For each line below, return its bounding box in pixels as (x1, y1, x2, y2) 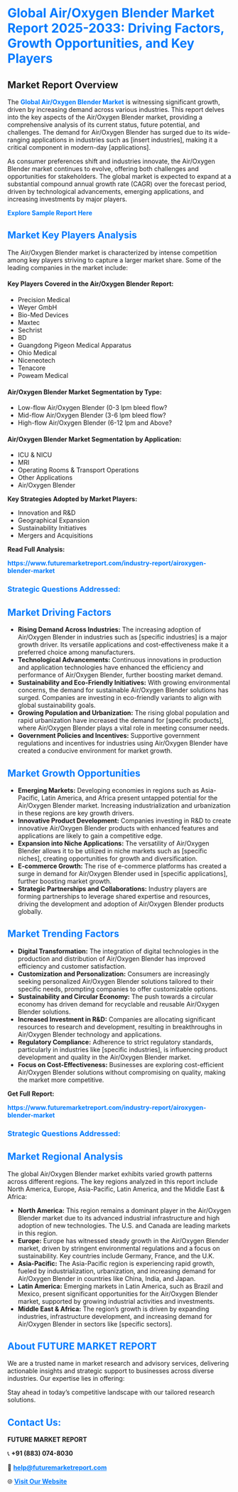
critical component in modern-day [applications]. (7, 143, 151, 151)
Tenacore (17, 364, 46, 372)
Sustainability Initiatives (17, 524, 87, 533)
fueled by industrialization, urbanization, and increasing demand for (17, 1267, 217, 1275)
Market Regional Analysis (7, 1151, 124, 1163)
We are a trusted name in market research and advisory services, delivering (7, 1359, 229, 1368)
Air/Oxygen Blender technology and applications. (17, 1030, 162, 1039)
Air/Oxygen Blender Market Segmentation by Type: (7, 387, 162, 396)
